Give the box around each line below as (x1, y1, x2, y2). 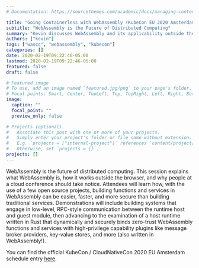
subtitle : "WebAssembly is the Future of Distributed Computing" (6, 25, 171, 31)
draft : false (6, 69, 38, 75)
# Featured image (6, 80, 49, 86)
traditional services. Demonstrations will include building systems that (6, 199, 176, 206)
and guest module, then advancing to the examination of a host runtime (6, 212, 181, 219)
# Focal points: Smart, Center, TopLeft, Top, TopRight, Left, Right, (6, 91, 184, 97)
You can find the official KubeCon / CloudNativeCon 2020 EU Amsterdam (6, 248, 185, 256)
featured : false (6, 64, 46, 70)
